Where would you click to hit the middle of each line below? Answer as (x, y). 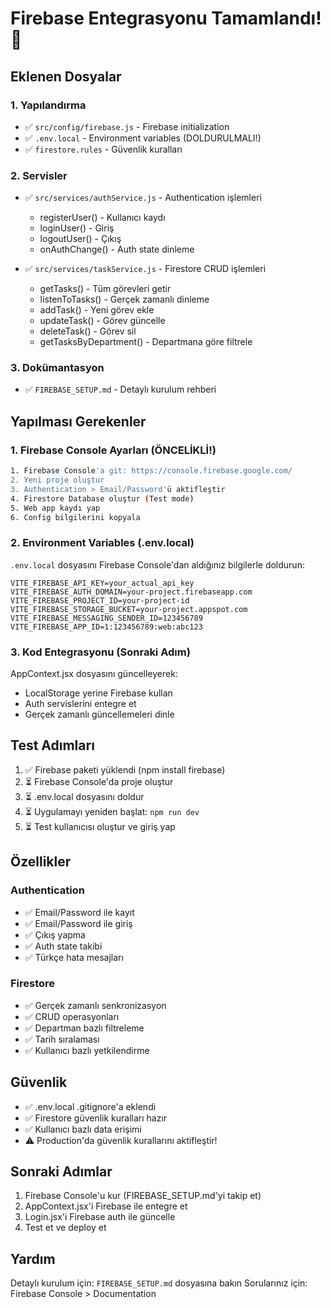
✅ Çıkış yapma (55, 934)
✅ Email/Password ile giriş (78, 923)
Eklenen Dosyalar (66, 76)
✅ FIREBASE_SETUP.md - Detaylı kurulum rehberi (120, 389)
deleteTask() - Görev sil (88, 331)
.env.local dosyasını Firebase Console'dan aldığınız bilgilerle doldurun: (157, 564)
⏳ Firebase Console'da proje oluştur (99, 781)
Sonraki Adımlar (61, 1171)
